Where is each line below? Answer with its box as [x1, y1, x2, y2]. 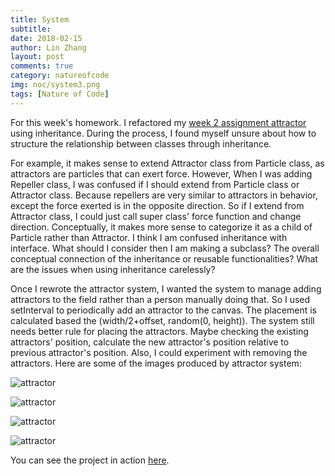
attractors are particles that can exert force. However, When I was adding [10, 167, 313, 180]
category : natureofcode [10, 71, 110, 81]
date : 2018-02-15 [10, 33, 83, 43]
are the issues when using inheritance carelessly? [10, 263, 216, 275]
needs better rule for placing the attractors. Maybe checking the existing [10, 325, 309, 337]
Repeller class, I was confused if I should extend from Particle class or [10, 178, 300, 190]
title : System [10, 14, 70, 25]
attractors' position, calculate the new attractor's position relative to [10, 336, 290, 348]
